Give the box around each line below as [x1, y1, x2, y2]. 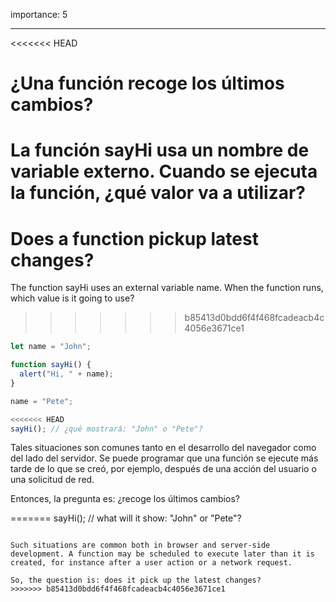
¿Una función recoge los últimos [10, 72, 285, 95]
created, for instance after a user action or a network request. [10, 558, 293, 568]
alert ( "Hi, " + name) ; [19, 369, 114, 379]
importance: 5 [10, 9, 68, 20]
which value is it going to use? [10, 292, 135, 304]
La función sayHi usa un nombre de [10, 139, 310, 162]
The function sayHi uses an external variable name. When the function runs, [10, 282, 324, 294]
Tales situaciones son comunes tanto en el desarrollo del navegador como [10, 442, 317, 454]
